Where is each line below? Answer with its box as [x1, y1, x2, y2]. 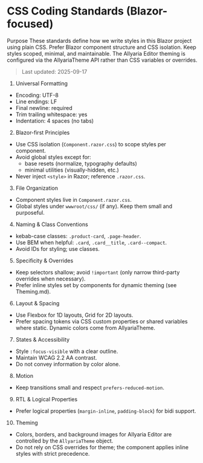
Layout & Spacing [15, 299, 60, 306]
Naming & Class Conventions [15, 221, 88, 228]
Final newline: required [15, 104, 72, 111]
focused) [7, 17, 54, 31]
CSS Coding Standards [7, 4, 124, 18]
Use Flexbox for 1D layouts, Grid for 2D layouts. [15, 311, 134, 319]
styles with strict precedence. [15, 450, 90, 457]
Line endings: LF [15, 98, 57, 105]
